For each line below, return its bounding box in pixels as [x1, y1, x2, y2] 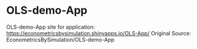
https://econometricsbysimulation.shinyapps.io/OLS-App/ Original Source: [6, 29, 192, 36]
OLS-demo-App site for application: [6, 23, 95, 30]
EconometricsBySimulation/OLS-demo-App [6, 36, 115, 43]
